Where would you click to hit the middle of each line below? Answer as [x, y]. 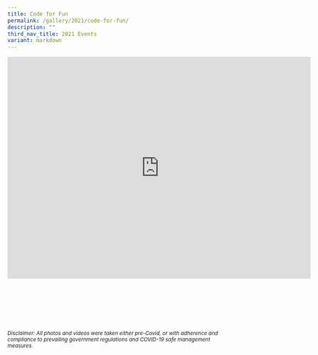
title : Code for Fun [38, 14]
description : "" [31, 27]
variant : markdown [35, 41]
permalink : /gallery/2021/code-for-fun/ [68, 21]
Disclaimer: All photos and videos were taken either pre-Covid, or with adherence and [113, 334]
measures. [20, 346]
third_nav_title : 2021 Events [52, 34]
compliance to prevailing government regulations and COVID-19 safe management [109, 340]
